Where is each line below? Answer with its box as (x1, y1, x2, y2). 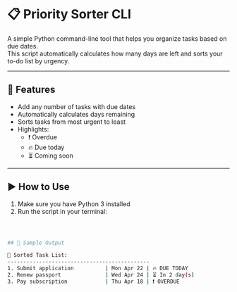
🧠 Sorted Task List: (7, 252, 68, 259)
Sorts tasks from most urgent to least (17, 118, 126, 126)
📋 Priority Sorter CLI (7, 6, 132, 23)
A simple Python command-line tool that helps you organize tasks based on (7, 34, 227, 43)
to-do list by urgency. (7, 56, 70, 65)
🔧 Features (7, 84, 56, 96)
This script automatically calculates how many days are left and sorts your (7, 49, 224, 58)
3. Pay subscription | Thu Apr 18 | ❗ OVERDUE (7, 278, 180, 285)
